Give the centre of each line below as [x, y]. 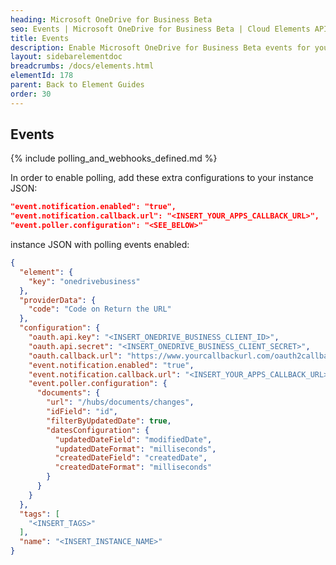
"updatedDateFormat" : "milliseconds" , [135, 449]
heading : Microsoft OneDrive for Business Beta [111, 19]
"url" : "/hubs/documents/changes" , [120, 402]
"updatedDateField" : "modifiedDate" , [133, 439]
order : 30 [31, 94]
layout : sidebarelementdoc [66, 57]
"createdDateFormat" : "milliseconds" [133, 467]
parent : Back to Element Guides [77, 85]
